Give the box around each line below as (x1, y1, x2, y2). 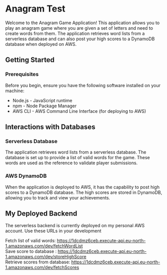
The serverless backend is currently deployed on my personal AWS (5, 223, 145, 229)
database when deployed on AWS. (5, 41, 77, 47)
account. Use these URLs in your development (5, 228, 102, 234)
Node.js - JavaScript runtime (12, 97, 72, 103)
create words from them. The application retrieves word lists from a (5, 30, 145, 36)
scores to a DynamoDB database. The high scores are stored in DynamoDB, (5, 189, 162, 195)
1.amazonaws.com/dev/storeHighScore (5, 254, 87, 260)
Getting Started (5, 56, 55, 64)
